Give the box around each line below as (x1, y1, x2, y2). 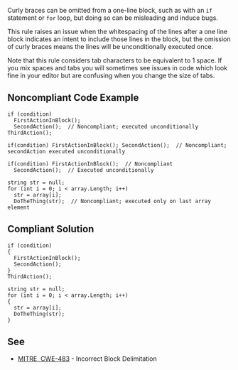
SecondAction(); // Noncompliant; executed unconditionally (13, 123, 199, 130)
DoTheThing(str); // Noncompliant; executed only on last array (13, 197, 212, 205)
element (7, 204, 31, 211)
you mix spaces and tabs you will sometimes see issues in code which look (7, 64, 228, 72)
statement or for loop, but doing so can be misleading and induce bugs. (7, 13, 219, 22)
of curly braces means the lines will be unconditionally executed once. (7, 43, 214, 50)
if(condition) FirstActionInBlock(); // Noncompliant (7, 160, 173, 168)
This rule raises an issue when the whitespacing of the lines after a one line (7, 28, 228, 36)
